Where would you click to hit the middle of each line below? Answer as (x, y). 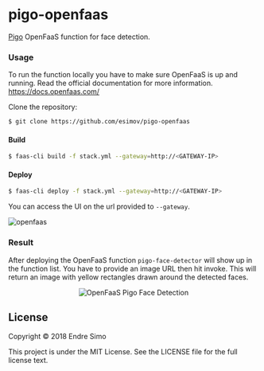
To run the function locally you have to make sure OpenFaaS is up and (123, 75)
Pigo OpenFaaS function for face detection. (80, 37)
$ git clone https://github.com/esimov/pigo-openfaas (99, 122)
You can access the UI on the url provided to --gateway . (99, 207)
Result (21, 243)
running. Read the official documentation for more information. (111, 83)
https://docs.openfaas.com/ (54, 92)
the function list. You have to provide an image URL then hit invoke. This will (132, 268)
